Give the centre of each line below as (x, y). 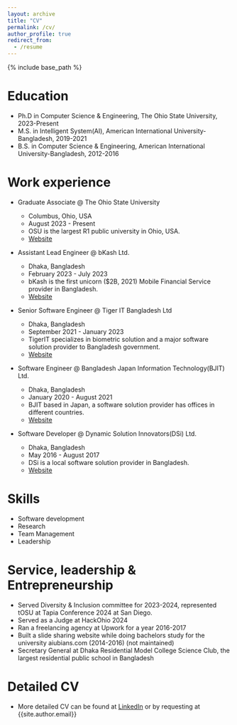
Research (32, 526)
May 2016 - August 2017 (64, 455)
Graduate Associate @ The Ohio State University (89, 202)
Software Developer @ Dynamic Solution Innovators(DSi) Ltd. (107, 433)
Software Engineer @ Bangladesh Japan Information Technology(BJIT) (121, 368)
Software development (51, 518)
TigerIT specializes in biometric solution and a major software (118, 339)
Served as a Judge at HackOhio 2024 (72, 620)
